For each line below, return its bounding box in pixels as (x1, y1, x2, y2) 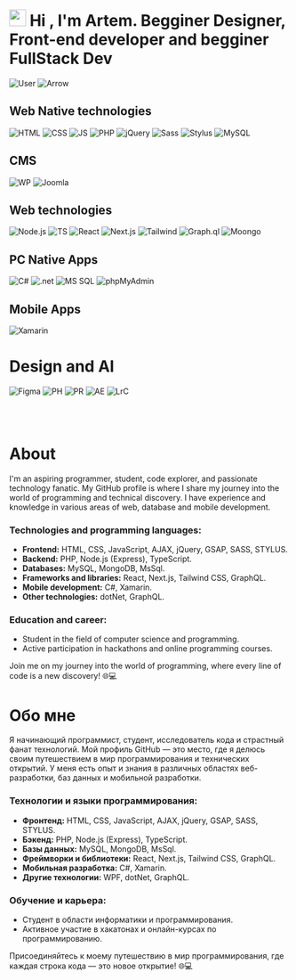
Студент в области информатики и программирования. (21, 914, 234, 925)
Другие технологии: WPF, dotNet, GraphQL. (21, 871, 189, 882)
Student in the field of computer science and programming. (21, 633, 240, 645)
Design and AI (9, 356, 115, 377)
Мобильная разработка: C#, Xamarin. (21, 862, 167, 873)
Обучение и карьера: (9, 894, 107, 906)
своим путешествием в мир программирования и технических (9, 754, 250, 764)
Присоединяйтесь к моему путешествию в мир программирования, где (9, 951, 284, 961)
